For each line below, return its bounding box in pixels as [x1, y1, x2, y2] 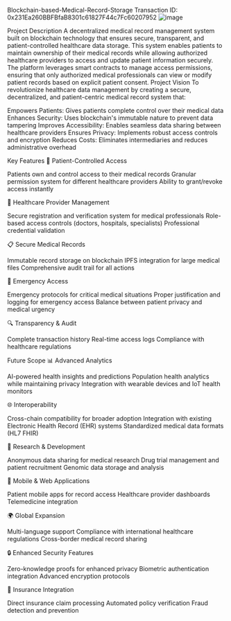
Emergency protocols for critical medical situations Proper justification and [7, 290, 221, 299]
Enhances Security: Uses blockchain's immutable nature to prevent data [7, 114, 214, 122]
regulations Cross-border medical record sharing [7, 535, 148, 543]
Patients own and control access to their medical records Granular [7, 170, 196, 178]
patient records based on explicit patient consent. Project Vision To [7, 78, 199, 86]
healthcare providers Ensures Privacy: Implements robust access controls [7, 128, 219, 137]
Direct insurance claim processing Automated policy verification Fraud [7, 599, 208, 607]
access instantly [7, 185, 54, 193]
